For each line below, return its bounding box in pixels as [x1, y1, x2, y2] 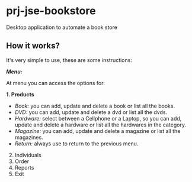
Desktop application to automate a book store [6, 24, 117, 31]
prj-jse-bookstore [6, 4, 96, 18]
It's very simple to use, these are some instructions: [6, 56, 132, 63]
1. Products [6, 90, 34, 98]
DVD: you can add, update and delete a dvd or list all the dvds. [14, 108, 168, 116]
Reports [14, 164, 34, 171]
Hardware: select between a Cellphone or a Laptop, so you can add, [14, 115, 182, 122]
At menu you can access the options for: [6, 79, 105, 86]
